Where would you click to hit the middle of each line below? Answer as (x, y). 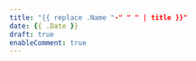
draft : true (32, 34)
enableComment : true (48, 43)
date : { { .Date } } (44, 26)
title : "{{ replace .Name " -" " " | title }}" (98, 17)
